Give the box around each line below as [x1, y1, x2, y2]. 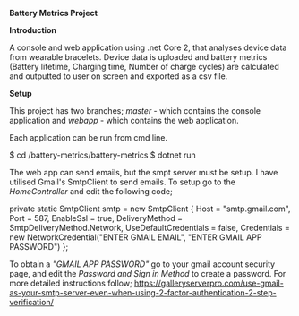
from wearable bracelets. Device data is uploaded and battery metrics [9, 52, 268, 62]
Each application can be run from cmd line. [9, 132, 168, 142]
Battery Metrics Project [9, 8, 98, 18]
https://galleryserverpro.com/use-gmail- [133, 278, 284, 288]
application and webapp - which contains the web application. [9, 115, 239, 125]
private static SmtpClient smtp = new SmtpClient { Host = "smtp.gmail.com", [9, 203, 291, 214]
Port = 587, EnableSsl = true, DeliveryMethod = [9, 213, 184, 223]
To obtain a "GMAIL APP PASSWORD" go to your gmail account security [9, 259, 276, 269]
